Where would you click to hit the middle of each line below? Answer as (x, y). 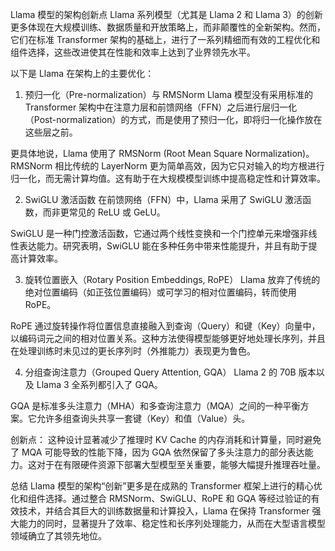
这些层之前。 (51, 132)
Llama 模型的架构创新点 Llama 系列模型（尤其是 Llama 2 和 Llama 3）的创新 (166, 14)
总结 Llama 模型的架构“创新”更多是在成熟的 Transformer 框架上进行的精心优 (166, 486)
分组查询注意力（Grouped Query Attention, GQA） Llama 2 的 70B (160, 372)
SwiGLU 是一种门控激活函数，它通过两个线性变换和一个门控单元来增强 (155, 233)
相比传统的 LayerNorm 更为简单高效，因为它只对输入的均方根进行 (189, 166)
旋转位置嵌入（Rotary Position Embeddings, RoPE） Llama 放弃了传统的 (172, 279)
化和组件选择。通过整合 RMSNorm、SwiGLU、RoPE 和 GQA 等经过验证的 (161, 498)
